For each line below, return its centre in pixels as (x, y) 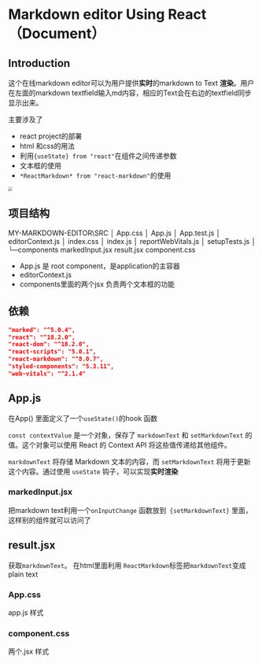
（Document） (57, 34)
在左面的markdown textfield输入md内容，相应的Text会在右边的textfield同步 (130, 93)
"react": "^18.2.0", (42, 337)
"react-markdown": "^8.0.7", (56, 360)
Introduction (39, 63)
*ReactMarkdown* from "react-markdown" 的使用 (95, 175)
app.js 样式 (26, 612)
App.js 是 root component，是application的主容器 (100, 266)
